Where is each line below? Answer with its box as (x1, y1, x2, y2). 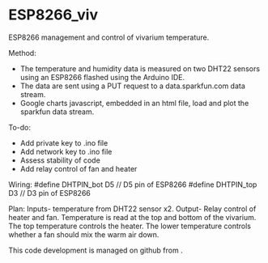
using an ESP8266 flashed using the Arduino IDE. (19, 72, 185, 82)
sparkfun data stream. (19, 107, 95, 117)
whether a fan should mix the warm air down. (8, 229, 160, 240)
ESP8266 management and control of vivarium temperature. (8, 32, 210, 42)
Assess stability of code (19, 155, 101, 165)
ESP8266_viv (8, 6, 99, 24)
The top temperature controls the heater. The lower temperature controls (8, 221, 251, 231)
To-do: (8, 122, 31, 132)
